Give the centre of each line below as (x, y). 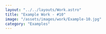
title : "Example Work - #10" (35, 14)
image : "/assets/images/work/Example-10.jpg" (53, 19)
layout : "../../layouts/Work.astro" (43, 10)
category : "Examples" (28, 24)
